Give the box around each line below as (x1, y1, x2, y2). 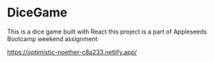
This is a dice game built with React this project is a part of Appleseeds (7, 27, 207, 36)
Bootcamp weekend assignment (7, 34, 98, 42)
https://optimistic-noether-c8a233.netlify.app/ (7, 48, 137, 56)
